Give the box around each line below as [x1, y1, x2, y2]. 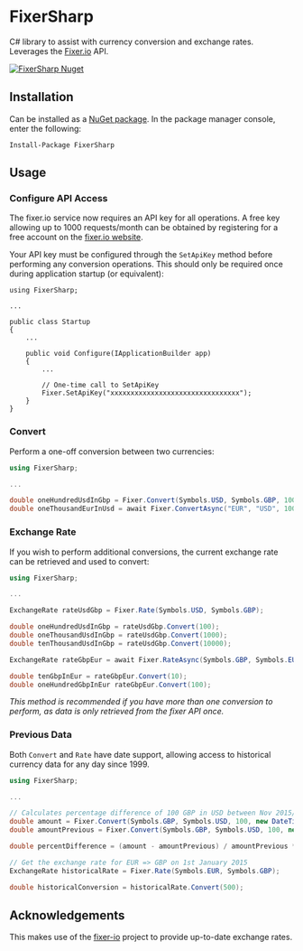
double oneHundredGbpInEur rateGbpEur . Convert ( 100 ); [9, 680, 212, 689]
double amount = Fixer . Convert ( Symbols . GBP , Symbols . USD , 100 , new [9, 817, 269, 826]
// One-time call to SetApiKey [41, 381, 160, 390]
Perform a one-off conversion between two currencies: [9, 445, 215, 457]
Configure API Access [9, 192, 108, 205]
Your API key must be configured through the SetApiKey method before [9, 249, 273, 260]
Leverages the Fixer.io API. [9, 45, 109, 56]
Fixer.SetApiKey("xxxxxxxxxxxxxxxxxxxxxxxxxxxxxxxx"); [41, 388, 252, 398]
